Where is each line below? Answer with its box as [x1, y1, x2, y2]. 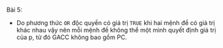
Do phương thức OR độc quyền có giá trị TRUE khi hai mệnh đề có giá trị [16, 19, 215, 26]
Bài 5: [6, 6, 23, 14]
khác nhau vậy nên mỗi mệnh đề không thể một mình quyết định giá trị [16, 26, 217, 34]
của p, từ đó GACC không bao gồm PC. [16, 33, 128, 41]
